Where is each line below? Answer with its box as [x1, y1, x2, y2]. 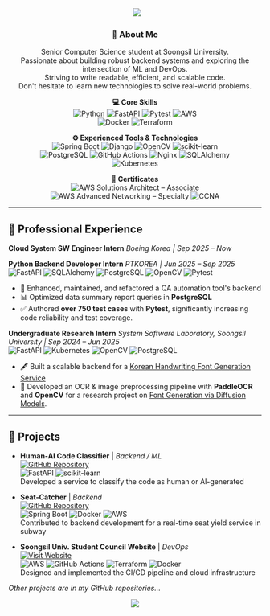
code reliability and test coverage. [19, 313, 133, 322]
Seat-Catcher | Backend [19, 492, 103, 502]
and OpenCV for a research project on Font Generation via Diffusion [19, 390, 247, 400]
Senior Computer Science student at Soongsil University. [41, 47, 229, 57]
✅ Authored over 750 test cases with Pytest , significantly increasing [19, 304, 249, 314]
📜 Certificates [111, 175, 159, 184]
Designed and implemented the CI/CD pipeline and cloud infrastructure [19, 567, 256, 577]
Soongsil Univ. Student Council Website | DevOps [19, 542, 189, 552]
